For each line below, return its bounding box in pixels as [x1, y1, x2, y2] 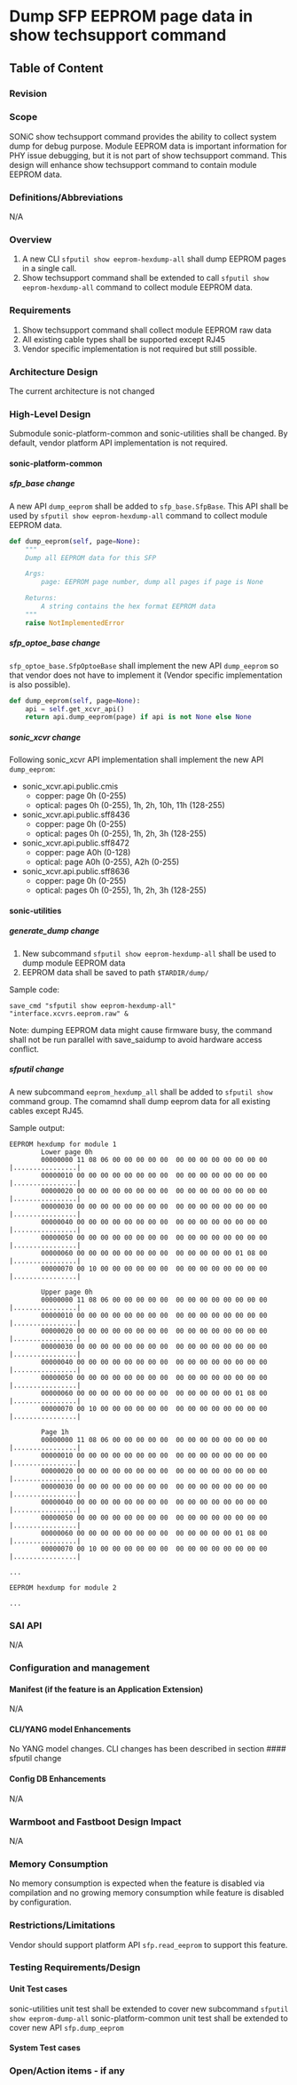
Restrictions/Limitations [9, 1919, 115, 1931]
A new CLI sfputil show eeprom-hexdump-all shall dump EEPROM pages [21, 253, 286, 264]
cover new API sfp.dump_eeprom [9, 2022, 124, 2033]
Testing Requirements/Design [9, 1961, 141, 1974]
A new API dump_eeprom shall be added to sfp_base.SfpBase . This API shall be [9, 501, 289, 511]
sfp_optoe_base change [9, 638, 101, 648]
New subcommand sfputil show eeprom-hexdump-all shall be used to [21, 948, 277, 958]
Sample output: [9, 1122, 65, 1133]
